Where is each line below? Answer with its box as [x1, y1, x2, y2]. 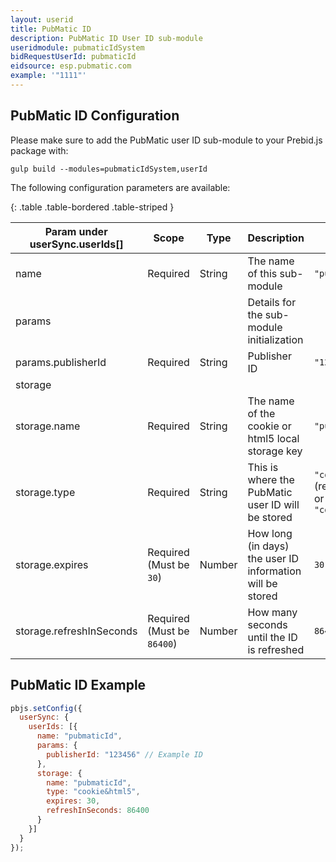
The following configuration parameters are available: [10, 181, 231, 193]
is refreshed [247, 642, 305, 656]
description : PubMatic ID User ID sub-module [10, 33, 203, 43]
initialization [247, 332, 304, 346]
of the [247, 406, 276, 420]
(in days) [247, 539, 290, 553]
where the [247, 472, 295, 486]
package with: [10, 144, 69, 156]
